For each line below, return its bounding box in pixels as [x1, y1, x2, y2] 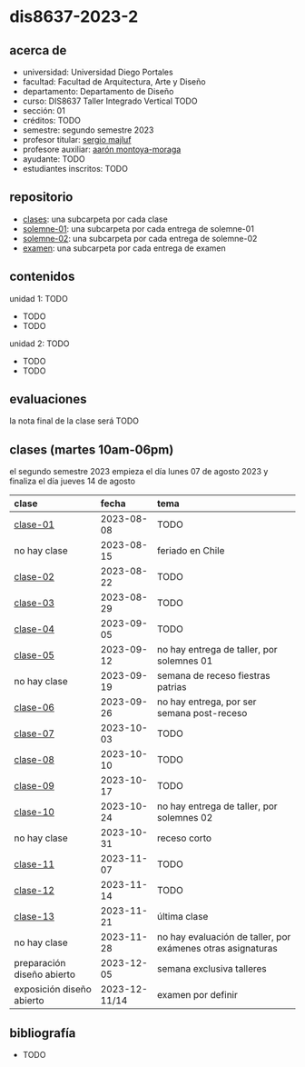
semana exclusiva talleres [157, 962, 267, 975]
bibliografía [9, 1025, 76, 1041]
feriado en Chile [157, 544, 225, 557]
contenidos [9, 269, 75, 284]
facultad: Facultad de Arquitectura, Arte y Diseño [22, 76, 206, 87]
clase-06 [14, 702, 54, 714]
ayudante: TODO [22, 154, 86, 165]
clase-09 [14, 780, 54, 793]
